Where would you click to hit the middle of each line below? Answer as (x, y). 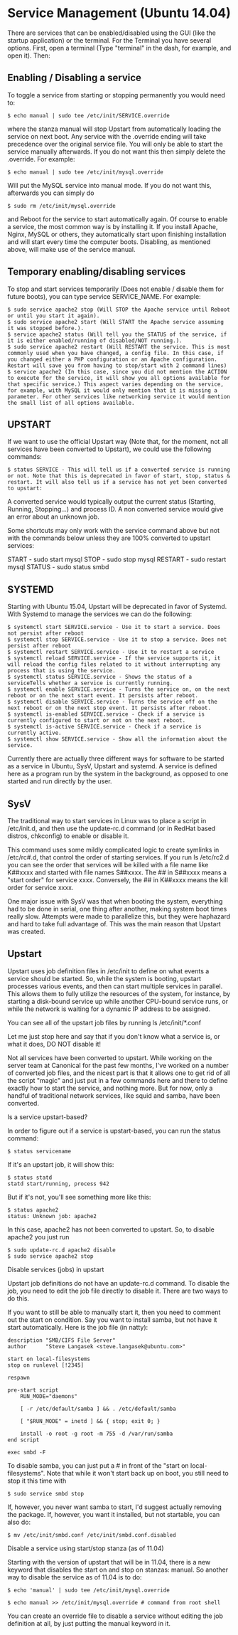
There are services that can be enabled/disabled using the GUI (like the (112, 33)
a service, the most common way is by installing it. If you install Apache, (113, 226)
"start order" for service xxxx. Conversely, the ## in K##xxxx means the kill (118, 880)
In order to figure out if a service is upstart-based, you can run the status (114, 1131)
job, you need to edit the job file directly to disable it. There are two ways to (118, 1291)
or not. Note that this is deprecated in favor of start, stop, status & (119, 476)
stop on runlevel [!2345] (45, 1365)
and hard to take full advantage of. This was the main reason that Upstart (114, 924)
